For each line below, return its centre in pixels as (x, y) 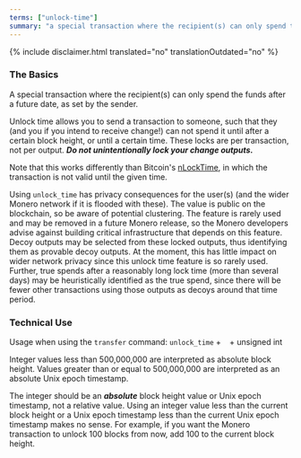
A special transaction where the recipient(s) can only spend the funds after (148, 94)
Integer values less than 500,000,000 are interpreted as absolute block (140, 359)
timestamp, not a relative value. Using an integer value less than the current (149, 406)
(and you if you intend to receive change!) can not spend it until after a (139, 130)
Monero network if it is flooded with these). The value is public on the (138, 204)
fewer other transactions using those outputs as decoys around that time (143, 289)
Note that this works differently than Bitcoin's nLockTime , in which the (139, 167)
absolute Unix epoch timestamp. (69, 379)
